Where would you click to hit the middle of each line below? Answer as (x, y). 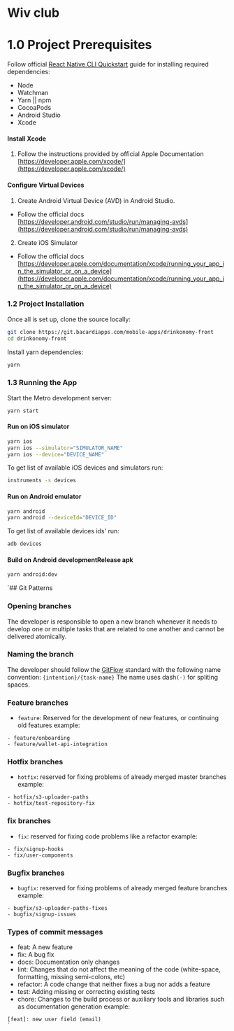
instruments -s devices (42, 481)
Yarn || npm (34, 100)
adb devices (24, 544)
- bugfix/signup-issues (42, 915)
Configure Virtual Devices (46, 185)
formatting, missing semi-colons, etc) (71, 977)
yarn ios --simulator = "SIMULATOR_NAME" (65, 448)
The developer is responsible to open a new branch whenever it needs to (112, 622)
